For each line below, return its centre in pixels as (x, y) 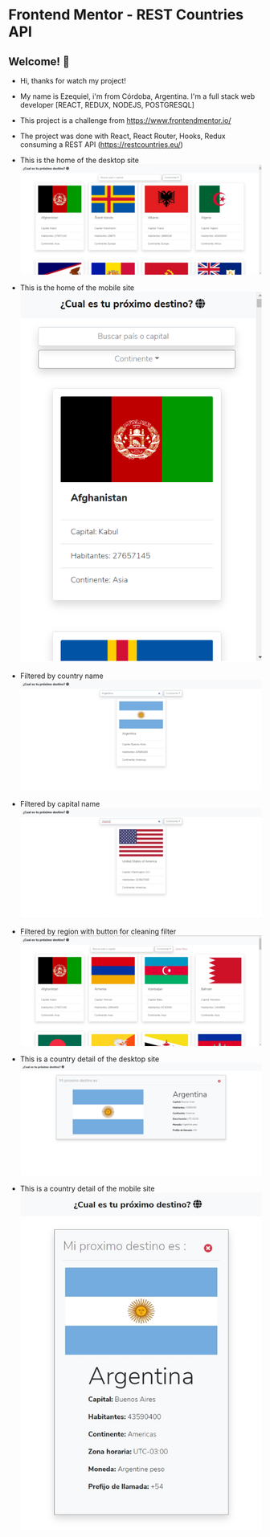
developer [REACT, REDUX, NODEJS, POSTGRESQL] (107, 105)
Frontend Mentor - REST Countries (126, 15)
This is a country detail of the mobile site (87, 1189)
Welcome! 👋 (39, 61)
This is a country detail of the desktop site (90, 1059)
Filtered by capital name (60, 803)
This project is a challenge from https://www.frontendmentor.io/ (125, 121)
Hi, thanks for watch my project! (73, 81)
